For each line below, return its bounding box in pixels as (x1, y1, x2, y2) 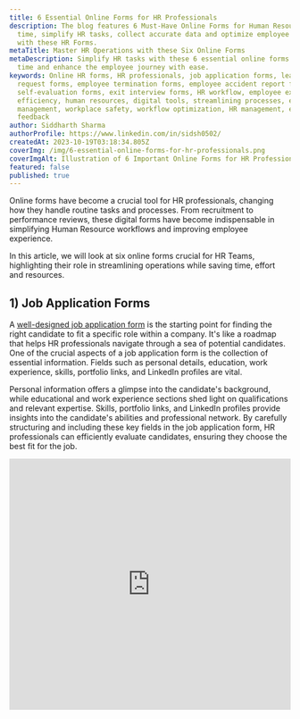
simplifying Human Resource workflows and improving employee (9, 224, 248, 235)
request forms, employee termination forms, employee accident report (17, 79, 286, 88)
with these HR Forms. (17, 38, 98, 47)
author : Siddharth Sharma (9, 121, 105, 130)
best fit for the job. (9, 441, 78, 452)
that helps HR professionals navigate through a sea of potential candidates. (9, 339, 286, 349)
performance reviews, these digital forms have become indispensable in (9, 214, 275, 225)
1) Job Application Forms (9, 296, 151, 311)
